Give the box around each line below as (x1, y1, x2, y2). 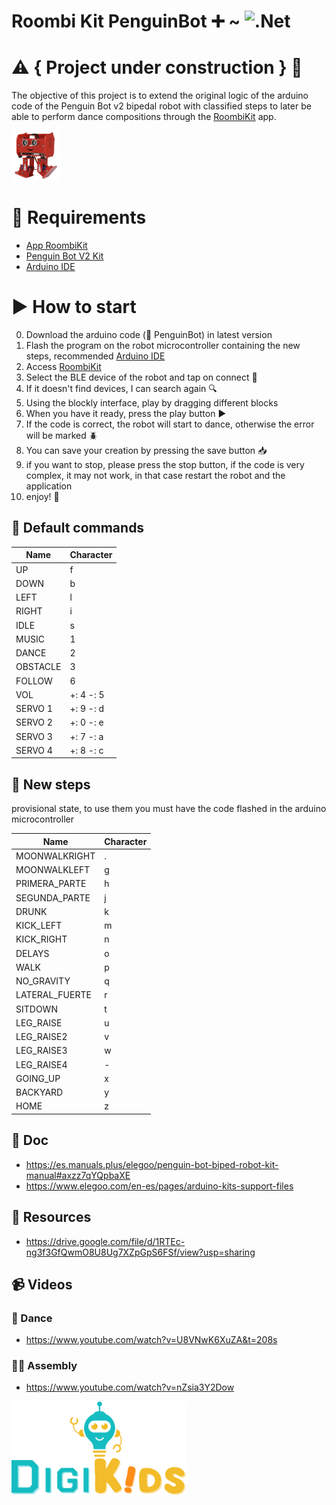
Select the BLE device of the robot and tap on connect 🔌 (25, 371, 258, 383)
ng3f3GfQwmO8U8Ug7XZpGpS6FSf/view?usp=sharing (25, 1246, 256, 1258)
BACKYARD (15, 1086, 64, 1099)
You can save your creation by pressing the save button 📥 (25, 445, 268, 456)
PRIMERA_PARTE (15, 878, 87, 890)
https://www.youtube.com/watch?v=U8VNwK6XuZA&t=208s (25, 1334, 278, 1346)
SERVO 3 (15, 730, 53, 742)
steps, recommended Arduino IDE (25, 350, 166, 362)
